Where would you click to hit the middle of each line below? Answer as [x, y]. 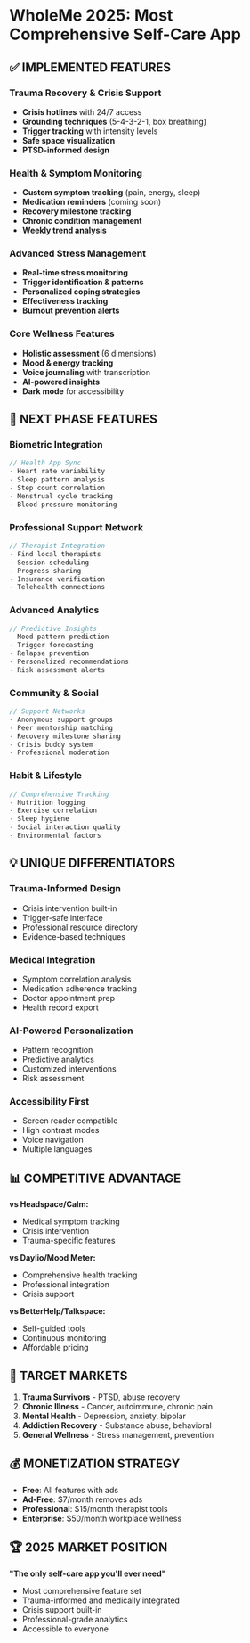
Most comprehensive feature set [82, 1590]
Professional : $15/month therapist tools [95, 1508]
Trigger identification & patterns [83, 283]
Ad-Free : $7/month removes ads [82, 1499]
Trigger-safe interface [63, 917]
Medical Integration [52, 959]
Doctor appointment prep [69, 998]
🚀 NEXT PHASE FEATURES [83, 419]
